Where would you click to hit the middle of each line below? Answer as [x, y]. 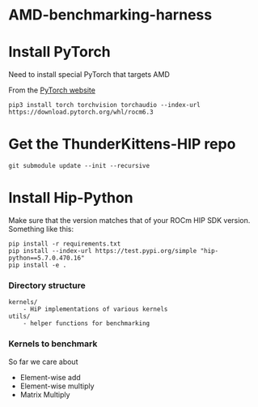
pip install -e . [38, 265]
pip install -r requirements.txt [65, 244]
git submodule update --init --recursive [79, 166]
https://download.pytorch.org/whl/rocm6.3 [81, 112]
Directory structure [47, 285]
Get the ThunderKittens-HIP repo [122, 144]
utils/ [19, 317]
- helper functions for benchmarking [87, 323]
